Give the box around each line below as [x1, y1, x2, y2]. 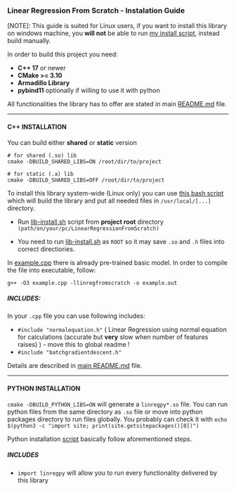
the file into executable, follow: [7, 266, 96, 274]
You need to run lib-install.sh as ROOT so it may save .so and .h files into [17, 237, 225, 245]
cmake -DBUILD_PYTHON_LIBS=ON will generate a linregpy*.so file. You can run [7, 400, 228, 408]
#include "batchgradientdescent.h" [17, 349, 122, 357]
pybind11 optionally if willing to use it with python [17, 87, 160, 95]
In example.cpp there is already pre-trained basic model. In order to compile [7, 258, 228, 267]
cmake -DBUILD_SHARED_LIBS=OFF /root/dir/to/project [7, 177, 165, 184]
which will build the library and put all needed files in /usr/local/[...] [7, 196, 211, 205]
